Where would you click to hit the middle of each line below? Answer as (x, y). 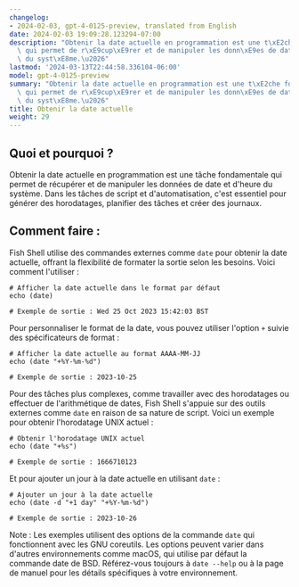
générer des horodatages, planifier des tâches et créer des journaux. (136, 203)
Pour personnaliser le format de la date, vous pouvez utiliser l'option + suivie (149, 327)
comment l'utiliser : (44, 271)
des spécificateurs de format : (65, 337)
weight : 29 (29, 117)
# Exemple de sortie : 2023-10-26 (73, 518)
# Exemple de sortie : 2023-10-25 (73, 377)
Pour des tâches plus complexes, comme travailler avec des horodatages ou (149, 393)
